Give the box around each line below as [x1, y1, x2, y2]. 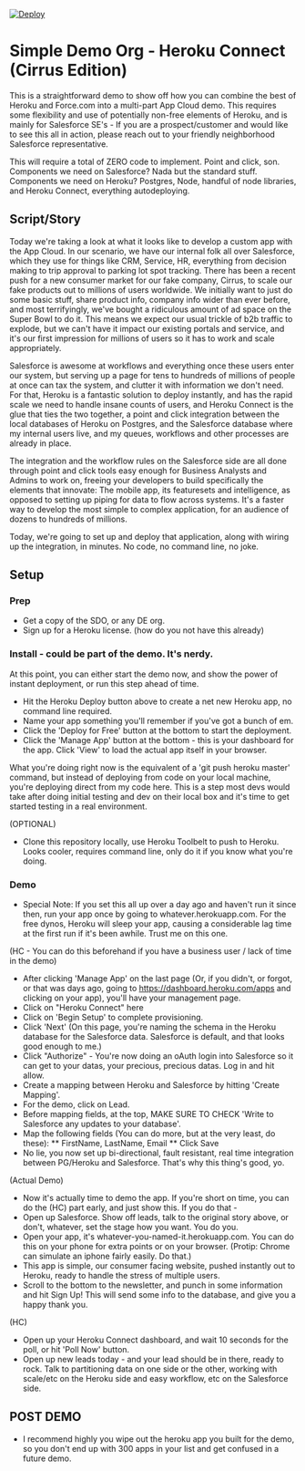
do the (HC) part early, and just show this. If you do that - [22, 1202, 239, 1213]
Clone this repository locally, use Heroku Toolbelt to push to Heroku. [22, 835, 280, 847]
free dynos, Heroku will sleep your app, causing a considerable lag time [22, 918, 292, 929]
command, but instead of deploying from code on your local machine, [9, 772, 271, 782]
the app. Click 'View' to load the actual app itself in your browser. [22, 744, 268, 755]
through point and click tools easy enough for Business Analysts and [9, 465, 267, 476]
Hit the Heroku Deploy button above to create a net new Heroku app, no [22, 696, 293, 707]
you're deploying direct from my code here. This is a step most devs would [9, 781, 290, 792]
